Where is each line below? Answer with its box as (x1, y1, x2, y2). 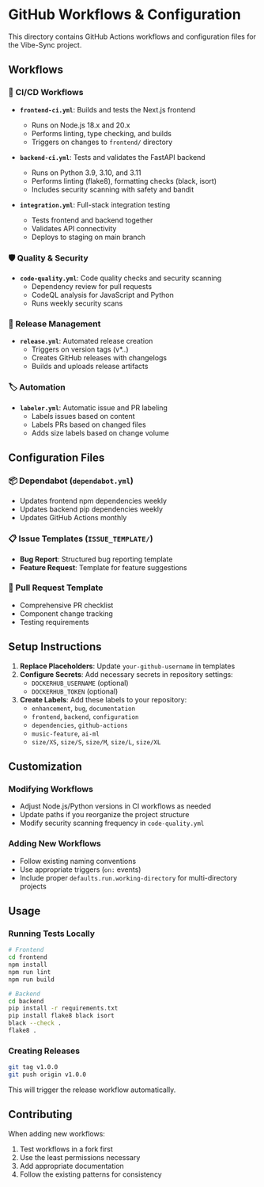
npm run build (8, 976, 55, 983)
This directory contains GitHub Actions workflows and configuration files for (8, 32, 257, 41)
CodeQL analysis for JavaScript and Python (31, 290, 174, 299)
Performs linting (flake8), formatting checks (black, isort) (31, 176, 217, 185)
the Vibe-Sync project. (8, 40, 82, 49)
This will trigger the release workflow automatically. (8, 1085, 176, 1094)
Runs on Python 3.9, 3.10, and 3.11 (31, 168, 141, 177)
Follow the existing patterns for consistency (19, 1170, 162, 1179)
